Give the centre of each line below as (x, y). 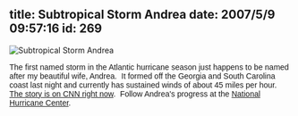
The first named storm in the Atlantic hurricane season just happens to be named (149, 67)
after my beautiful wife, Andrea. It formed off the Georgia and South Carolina (142, 76)
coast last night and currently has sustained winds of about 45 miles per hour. (143, 85)
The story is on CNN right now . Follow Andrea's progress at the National (135, 94)
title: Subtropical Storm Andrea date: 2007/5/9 (142, 15)
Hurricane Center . (40, 103)
